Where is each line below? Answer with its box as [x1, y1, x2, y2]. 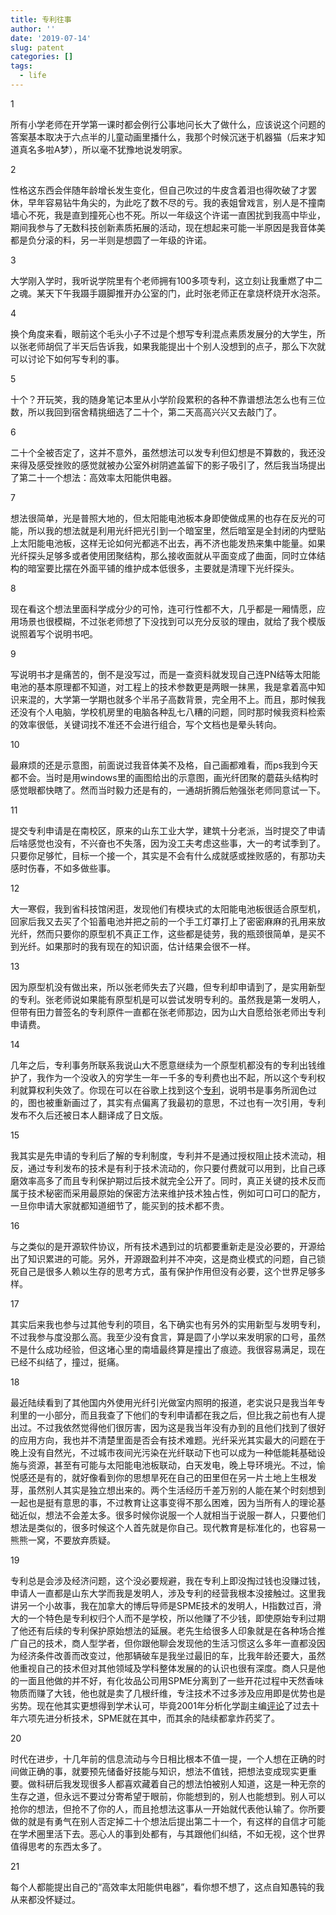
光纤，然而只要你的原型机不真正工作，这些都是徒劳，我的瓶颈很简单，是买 [10, 927, 317, 940]
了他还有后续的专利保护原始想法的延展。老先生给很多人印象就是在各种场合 [10, 1624, 317, 1636]
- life [19, 71, 47, 81]
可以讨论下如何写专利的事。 [10, 352, 125, 365]
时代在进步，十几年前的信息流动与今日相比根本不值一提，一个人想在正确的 [10, 1752, 317, 1765]
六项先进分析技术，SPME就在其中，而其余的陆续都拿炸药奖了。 [18, 1712, 280, 1724]
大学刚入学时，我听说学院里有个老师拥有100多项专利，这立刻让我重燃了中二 [10, 274, 323, 286]
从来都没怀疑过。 [10, 1893, 81, 1905]
